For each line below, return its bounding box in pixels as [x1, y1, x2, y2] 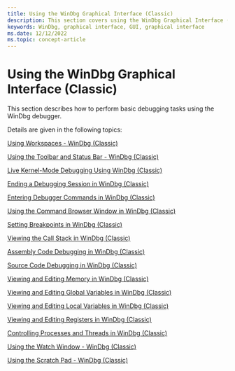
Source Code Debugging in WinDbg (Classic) [7, 261, 138, 269]
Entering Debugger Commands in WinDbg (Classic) [7, 193, 155, 202]
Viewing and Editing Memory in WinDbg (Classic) [7, 274, 149, 283]
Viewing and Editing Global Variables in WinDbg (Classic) [7, 288, 172, 297]
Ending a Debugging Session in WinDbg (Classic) [7, 180, 149, 188]
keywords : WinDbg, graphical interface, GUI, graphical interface [7, 23, 205, 30]
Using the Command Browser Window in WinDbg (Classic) [7, 207, 176, 216]
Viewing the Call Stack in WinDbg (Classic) [7, 234, 131, 242]
